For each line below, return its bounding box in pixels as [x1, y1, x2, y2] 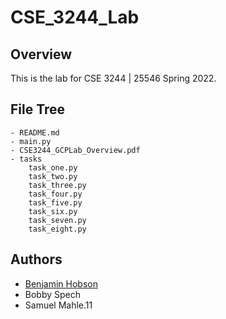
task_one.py [28, 162, 78, 173]
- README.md [10, 127, 60, 138]
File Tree [10, 101, 66, 118]
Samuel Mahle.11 [24, 299, 93, 311]
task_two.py [28, 171, 78, 181]
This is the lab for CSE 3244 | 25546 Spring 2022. [10, 72, 217, 84]
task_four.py [28, 189, 83, 199]
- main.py [10, 136, 52, 146]
